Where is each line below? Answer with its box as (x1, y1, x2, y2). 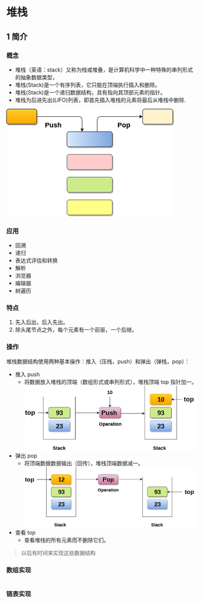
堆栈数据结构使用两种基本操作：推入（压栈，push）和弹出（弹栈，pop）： (6, 358, 191, 365)
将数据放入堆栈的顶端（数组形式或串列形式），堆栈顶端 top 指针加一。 (24, 378, 197, 385)
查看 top (15, 529, 36, 536)
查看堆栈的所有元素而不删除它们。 (24, 536, 109, 544)
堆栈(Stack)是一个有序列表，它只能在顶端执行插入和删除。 (15, 81, 161, 88)
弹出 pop (15, 452, 37, 460)
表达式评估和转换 (15, 257, 58, 264)
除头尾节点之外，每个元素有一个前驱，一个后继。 (15, 326, 137, 334)
